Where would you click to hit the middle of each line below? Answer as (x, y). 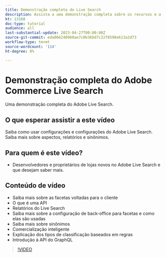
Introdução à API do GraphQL (42, 240)
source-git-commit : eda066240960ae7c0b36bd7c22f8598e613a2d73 (71, 38)
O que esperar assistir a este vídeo (60, 120)
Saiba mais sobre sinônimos (41, 224)
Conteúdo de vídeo (35, 186)
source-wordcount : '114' (31, 47)
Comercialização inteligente (41, 229)
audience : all (20, 28)
